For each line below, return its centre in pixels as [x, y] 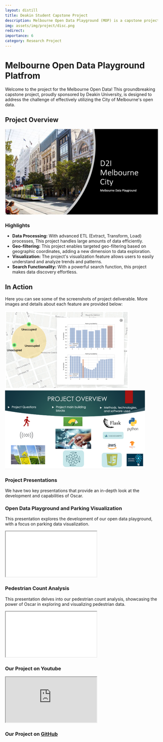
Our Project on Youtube [33, 668]
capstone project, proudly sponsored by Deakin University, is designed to [78, 94]
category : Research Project [33, 41]
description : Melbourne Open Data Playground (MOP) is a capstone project [82, 20]
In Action [19, 287]
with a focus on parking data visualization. [47, 524]
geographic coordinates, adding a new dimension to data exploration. [81, 251]
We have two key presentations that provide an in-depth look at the [72, 491]
